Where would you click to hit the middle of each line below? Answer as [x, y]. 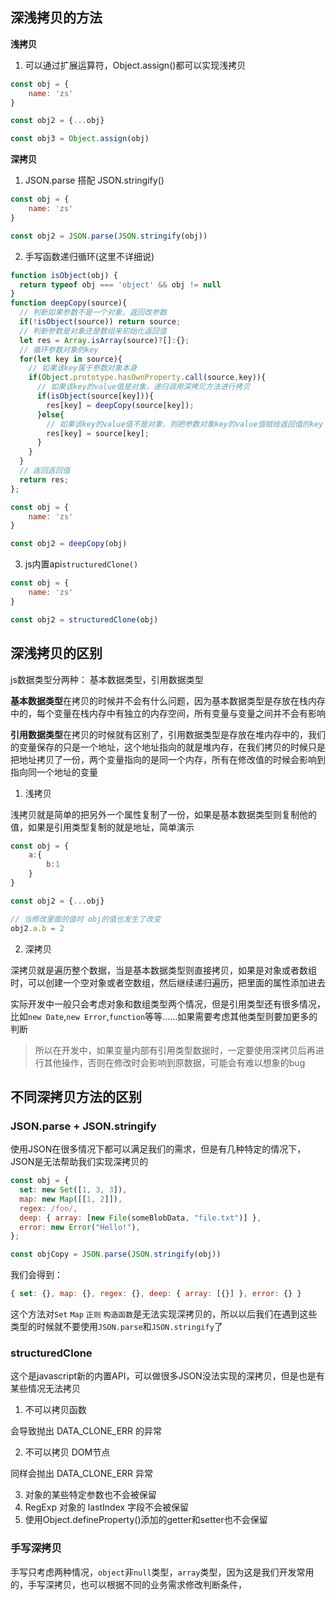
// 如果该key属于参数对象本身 [83, 368]
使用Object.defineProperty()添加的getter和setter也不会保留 [146, 1520]
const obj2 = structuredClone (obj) [84, 619]
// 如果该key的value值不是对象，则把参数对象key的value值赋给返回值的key [185, 424]
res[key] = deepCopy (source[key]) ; [120, 405]
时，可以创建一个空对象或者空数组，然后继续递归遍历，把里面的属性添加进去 [168, 982]
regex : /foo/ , [48, 1208]
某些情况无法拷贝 [45, 1389]
